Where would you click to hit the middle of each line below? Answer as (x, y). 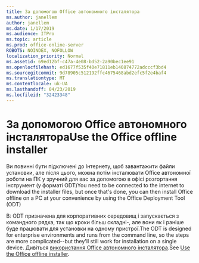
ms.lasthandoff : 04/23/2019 (41, 89)
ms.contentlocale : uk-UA (37, 84)
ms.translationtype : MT (36, 78)
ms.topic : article (29, 39)
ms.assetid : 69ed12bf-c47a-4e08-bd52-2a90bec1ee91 (70, 61)
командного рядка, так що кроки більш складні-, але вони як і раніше (95, 222)
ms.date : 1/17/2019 (30, 28)
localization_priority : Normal (45, 56)
